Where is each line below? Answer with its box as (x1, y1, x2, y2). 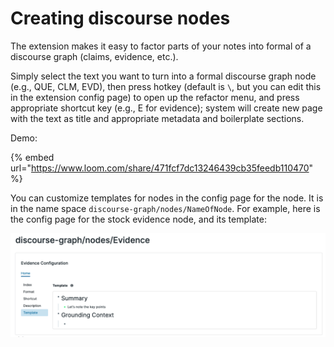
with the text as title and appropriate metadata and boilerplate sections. (10, 112, 305, 124)
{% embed (10, 151, 55, 163)
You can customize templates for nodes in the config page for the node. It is (10, 192, 324, 204)
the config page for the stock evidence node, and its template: (10, 213, 267, 225)
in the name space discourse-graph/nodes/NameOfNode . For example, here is (10, 202, 321, 214)
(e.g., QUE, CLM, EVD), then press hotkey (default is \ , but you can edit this (10, 80, 322, 92)
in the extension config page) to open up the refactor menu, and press (10, 91, 300, 103)
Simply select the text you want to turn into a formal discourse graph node (10, 70, 317, 82)
